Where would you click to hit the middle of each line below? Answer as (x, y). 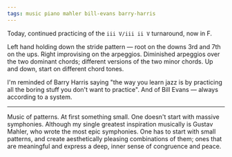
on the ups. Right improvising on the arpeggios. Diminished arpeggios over (114, 54)
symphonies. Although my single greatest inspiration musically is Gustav (110, 124)
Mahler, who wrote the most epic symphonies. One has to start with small (112, 131)
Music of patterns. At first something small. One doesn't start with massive (113, 117)
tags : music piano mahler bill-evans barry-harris (81, 13)
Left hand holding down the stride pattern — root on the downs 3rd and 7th (114, 46)
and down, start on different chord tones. (66, 68)
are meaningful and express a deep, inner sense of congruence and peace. (114, 146)
